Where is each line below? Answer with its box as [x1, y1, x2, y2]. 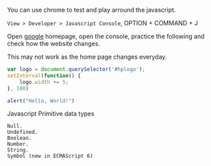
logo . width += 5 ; [19, 79, 69, 85]
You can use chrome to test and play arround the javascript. [7, 6, 176, 14]
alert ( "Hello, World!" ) [7, 97, 75, 105]
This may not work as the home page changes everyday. [7, 53, 167, 61]
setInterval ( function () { [7, 72, 81, 79]
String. [7, 147, 29, 154]
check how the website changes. [7, 40, 101, 47]
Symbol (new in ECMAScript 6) [7, 153, 94, 160]
